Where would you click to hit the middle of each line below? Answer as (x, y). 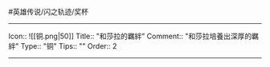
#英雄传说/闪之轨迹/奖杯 (48, 12)
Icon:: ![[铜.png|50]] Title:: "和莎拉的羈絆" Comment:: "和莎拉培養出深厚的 (130, 36)
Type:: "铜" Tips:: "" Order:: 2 (69, 46)
